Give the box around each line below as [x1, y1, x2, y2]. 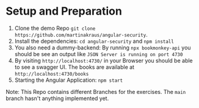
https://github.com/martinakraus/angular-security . [14, 31, 148, 38]
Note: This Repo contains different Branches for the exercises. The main [5, 88, 186, 95]
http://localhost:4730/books [14, 71, 89, 77]
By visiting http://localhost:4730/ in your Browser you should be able [14, 57, 193, 64]
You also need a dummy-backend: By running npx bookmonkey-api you [14, 44, 191, 51]
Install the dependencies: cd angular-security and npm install [14, 37, 175, 45]
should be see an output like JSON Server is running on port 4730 [14, 50, 183, 57]
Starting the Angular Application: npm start [14, 76, 123, 84]
